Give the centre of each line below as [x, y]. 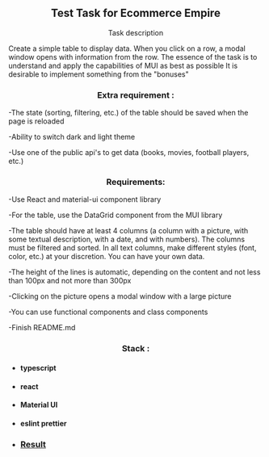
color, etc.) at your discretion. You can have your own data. [107, 257]
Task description [136, 32]
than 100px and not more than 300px [70, 281]
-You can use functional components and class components [108, 312]
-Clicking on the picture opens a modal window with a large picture [120, 296]
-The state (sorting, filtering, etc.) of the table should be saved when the [128, 113]
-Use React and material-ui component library [85, 199]
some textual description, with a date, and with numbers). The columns [126, 239]
